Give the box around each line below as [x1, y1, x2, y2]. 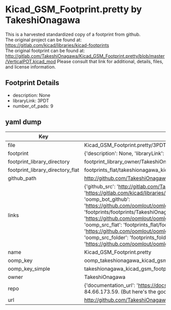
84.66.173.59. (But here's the [83, 288, 156, 295]
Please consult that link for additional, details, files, [56, 58, 164, 64]
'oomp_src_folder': [83, 234, 129, 241]
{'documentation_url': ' [83, 281, 138, 289]
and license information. [5, 64, 56, 70]
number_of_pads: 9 [12, 103, 53, 109]
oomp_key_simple [8, 265, 50, 272]
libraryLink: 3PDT [12, 97, 49, 104]
